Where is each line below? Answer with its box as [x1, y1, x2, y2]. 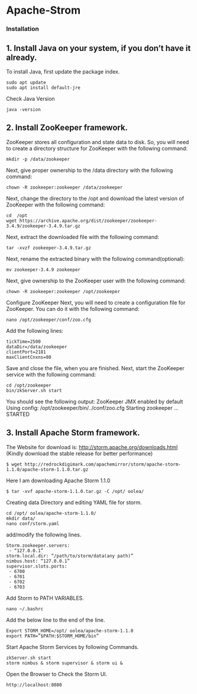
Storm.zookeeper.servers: [6, 542, 70, 549]
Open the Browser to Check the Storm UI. [6, 670, 108, 677]
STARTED [6, 410, 30, 418]
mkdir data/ [6, 515, 35, 521]
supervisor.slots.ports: [6, 563, 67, 569]
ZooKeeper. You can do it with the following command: [6, 305, 140, 312]
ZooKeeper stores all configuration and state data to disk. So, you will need [6, 138, 189, 145]
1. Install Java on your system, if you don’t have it [6, 43, 191, 53]
